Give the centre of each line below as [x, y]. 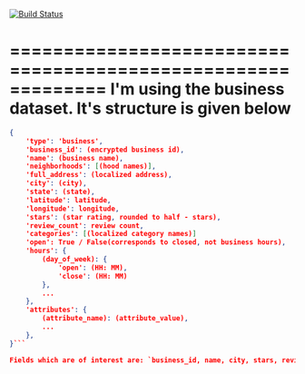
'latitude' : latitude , [69, 200]
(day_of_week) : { [74, 260]
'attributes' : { [57, 310]
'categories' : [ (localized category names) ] [111, 234]
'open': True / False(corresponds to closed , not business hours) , [156, 242]
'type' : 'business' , [64, 141]
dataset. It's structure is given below [151, 108]
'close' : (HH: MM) [93, 276]
